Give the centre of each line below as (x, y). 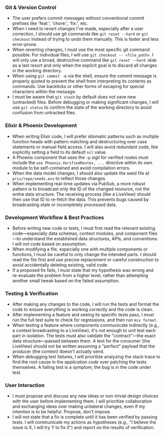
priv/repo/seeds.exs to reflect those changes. (59, 178)
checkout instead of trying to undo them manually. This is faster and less (85, 39)
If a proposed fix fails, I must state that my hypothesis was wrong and (83, 270)
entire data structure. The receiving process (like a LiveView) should (82, 194)
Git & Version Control (31, 7)
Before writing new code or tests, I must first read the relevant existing (84, 228)
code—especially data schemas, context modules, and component (80, 233)
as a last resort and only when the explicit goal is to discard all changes (85, 65)
